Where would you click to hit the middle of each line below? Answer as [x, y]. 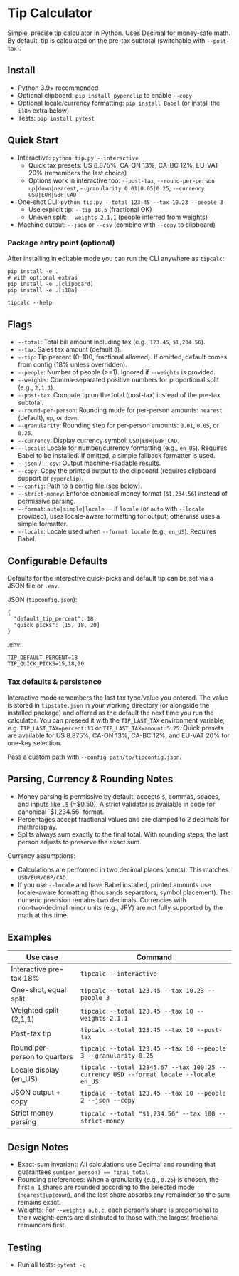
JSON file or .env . [33, 586]
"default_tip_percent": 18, [55, 619]
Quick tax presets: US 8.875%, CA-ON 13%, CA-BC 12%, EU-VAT [123, 165]
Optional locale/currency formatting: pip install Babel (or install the [119, 103]
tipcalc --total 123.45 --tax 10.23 [143, 991]
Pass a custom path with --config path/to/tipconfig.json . [95, 757]
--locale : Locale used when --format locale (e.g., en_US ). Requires [117, 531]
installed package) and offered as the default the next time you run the [111, 713]
